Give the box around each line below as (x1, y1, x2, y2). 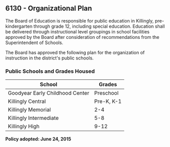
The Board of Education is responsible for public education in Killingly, (5, 17, 154, 24)
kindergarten (5, 23, 32, 29)
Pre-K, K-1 (94, 98, 122, 105)
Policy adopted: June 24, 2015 (5, 136, 71, 142)
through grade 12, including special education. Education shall (33, 23, 165, 29)
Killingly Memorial (8, 106, 51, 113)
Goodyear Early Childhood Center (8, 90, 89, 97)
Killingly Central (8, 98, 46, 105)
